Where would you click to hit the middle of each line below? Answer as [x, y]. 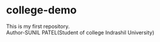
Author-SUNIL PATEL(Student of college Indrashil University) [80, 32]
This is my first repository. [38, 26]
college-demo [41, 10]
